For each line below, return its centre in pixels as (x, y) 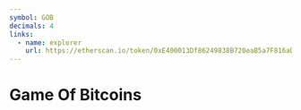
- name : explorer (50, 42)
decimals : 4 (31, 26)
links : (21, 34)
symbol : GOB (31, 17)
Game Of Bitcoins (75, 95)
